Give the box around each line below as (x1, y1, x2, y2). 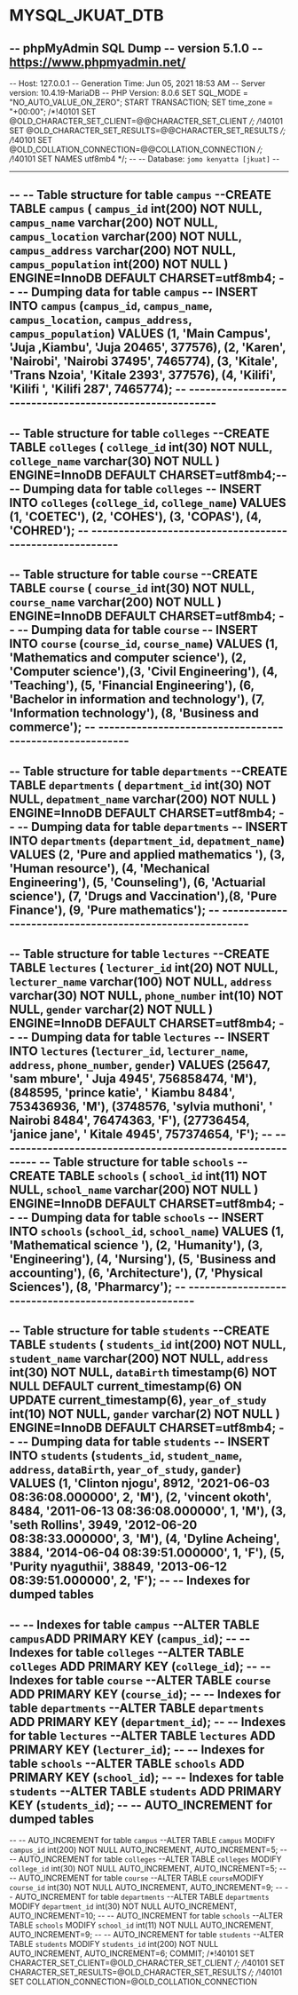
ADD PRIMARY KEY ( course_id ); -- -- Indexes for (9, 1686, 281, 1701)
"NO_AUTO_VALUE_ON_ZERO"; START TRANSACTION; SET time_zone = (9, 97, 273, 107)
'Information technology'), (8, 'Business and (9, 706, 260, 721)
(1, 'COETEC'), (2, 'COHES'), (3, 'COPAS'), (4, (9, 509, 262, 524)
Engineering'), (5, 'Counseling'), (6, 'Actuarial (9, 875, 266, 890)
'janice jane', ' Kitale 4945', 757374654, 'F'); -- (9, 1127, 273, 1142)
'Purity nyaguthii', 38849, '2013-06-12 (9, 1559, 228, 1574)
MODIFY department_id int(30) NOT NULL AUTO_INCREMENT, (9, 1901, 237, 1912)
